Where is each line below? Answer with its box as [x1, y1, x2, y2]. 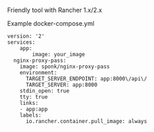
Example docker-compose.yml [7, 19, 95, 27]
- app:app [19, 106, 49, 113]
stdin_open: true [19, 88, 70, 94]
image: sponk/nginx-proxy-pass [19, 63, 110, 70]
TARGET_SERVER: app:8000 [25, 81, 98, 88]
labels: [19, 112, 42, 119]
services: [7, 39, 36, 46]
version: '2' [7, 33, 45, 40]
